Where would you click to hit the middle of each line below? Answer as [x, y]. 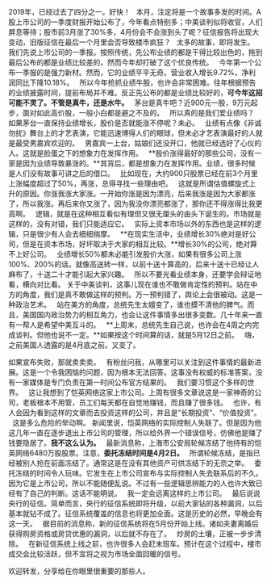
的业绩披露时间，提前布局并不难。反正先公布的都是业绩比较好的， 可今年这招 [135, 92]
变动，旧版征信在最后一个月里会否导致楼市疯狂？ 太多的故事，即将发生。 [131, 42]
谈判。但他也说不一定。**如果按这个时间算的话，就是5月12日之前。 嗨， [137, 335]
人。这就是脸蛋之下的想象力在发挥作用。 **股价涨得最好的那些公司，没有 [131, 153]
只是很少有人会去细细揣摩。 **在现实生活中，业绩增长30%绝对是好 [136, 234]
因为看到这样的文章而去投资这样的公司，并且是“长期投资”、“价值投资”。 [142, 413]
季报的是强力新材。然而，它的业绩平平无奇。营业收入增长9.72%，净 [135, 72]
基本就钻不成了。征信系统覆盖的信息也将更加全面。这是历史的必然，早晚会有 [135, 514]
